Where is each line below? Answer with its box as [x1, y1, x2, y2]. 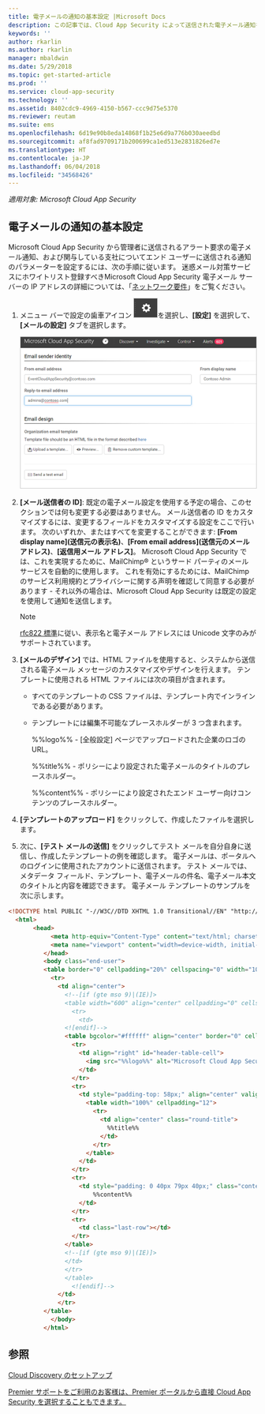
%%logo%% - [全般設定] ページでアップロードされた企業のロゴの [31, 735, 246, 745]
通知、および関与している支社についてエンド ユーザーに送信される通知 [21, 253, 252, 262]
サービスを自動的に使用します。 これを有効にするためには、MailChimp [19, 567, 250, 576]
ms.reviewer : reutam [8, 113, 77, 121]
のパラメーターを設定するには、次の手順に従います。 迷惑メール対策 [8, 262, 231, 272]
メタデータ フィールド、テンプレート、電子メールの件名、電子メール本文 [19, 871, 256, 880]
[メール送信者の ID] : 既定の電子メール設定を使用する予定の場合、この [19, 497, 245, 507]
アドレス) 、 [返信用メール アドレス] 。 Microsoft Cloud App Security [19, 547, 238, 557]
